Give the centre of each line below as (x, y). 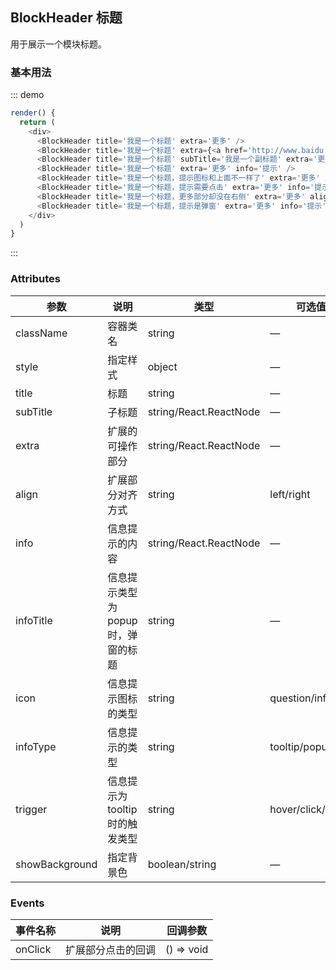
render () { (33, 113)
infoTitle (34, 620)
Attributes (35, 279)
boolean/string (182, 864)
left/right (290, 494)
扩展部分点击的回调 (111, 950)
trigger (31, 809)
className (41, 333)
